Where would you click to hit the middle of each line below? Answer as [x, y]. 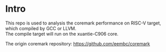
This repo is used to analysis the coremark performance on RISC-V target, [83, 23]
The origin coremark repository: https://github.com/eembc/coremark [78, 43]
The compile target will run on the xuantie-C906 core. [62, 34]
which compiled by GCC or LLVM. [41, 28]
